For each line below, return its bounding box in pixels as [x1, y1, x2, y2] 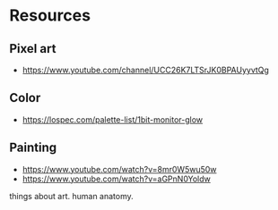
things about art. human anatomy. [9, 190, 135, 201]
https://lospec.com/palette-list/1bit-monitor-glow [22, 113, 204, 125]
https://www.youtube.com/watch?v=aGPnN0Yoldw [22, 173, 211, 184]
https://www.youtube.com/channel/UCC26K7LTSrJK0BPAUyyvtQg [22, 64, 269, 75]
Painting [9, 140, 57, 155]
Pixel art [9, 41, 56, 56]
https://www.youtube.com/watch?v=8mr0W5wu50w [22, 164, 217, 174]
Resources [9, 5, 91, 26]
